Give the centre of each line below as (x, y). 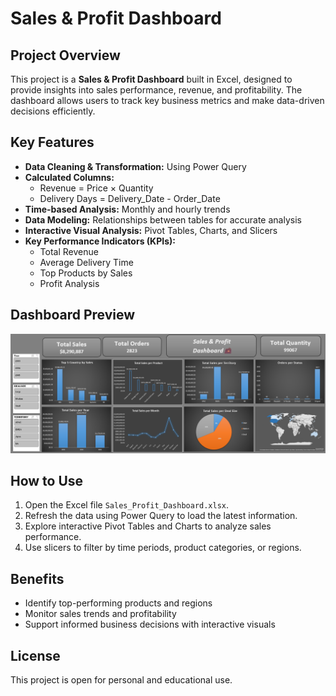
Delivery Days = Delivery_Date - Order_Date (130, 198)
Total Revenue (69, 251)
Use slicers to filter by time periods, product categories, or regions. (163, 548)
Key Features (52, 142)
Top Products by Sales (86, 273)
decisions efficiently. (53, 111)
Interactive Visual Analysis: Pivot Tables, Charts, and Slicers (151, 230)
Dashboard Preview (73, 315)
